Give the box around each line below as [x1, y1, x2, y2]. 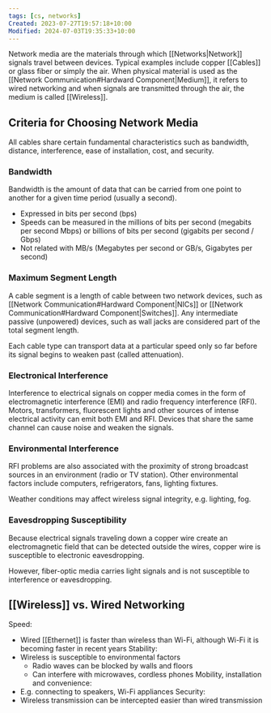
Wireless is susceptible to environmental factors [19, 652, 180, 662]
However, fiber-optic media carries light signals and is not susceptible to [8, 565, 250, 576]
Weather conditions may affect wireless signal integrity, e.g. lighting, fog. [8, 494, 252, 504]
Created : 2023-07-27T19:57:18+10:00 [8, 19, 132, 28]
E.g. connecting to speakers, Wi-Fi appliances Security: [19, 687, 206, 697]
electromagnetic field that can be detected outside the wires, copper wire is [8, 541, 261, 552]
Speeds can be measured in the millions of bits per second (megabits [19, 217, 252, 227]
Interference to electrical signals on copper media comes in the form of [8, 389, 246, 398]
